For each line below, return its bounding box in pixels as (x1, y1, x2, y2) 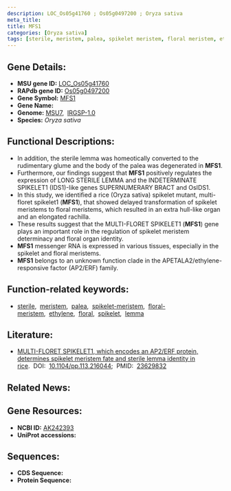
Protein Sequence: (16, 476, 72, 485)
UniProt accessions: (16, 430, 77, 439)
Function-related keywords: (7, 283, 129, 296)
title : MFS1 (7, 23, 41, 30)
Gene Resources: (7, 405, 82, 417)
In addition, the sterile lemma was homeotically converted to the (16, 154, 199, 162)
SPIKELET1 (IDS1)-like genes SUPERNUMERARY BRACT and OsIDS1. (16, 183, 211, 191)
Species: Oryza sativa (16, 116, 81, 124)
